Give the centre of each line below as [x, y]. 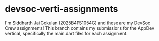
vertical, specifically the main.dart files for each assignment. [66, 33]
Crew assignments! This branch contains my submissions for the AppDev [80, 28]
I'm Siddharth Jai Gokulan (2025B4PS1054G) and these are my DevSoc [78, 23]
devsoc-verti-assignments [61, 9]
